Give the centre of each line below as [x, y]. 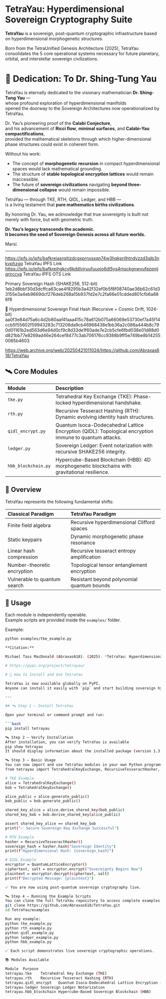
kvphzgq [14, 263]
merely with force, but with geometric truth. [49, 220]
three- [135, 184]
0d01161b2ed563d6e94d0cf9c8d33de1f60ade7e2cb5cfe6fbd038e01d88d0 [82, 330]
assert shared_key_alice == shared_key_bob [51, 824]
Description [70, 388]
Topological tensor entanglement [109, 565]
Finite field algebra [29, 525]
